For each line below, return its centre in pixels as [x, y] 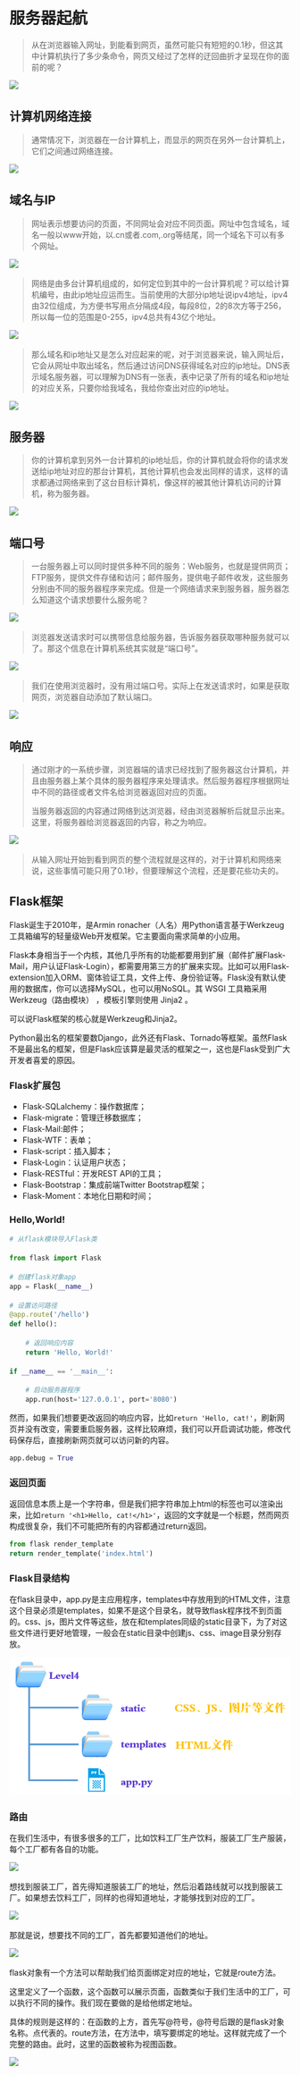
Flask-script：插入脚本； [67, 1151]
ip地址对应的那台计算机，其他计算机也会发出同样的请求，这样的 [164, 471]
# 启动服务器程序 [53, 1390]
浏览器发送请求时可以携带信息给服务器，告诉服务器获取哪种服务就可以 [160, 637]
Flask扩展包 [35, 1085]
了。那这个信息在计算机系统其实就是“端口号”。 [117, 648]
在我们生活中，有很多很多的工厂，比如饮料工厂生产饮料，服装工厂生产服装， [150, 1837]
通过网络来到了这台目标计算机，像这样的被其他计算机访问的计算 [164, 483]
